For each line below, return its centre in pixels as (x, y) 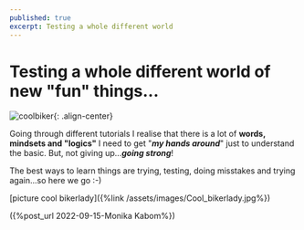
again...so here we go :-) (56, 181)
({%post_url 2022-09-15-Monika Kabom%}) (93, 216)
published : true (40, 18)
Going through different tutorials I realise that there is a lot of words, (138, 134)
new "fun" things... (84, 91)
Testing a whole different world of (140, 72)
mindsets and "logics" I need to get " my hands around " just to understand (152, 143)
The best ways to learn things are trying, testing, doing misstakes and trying (152, 171)
